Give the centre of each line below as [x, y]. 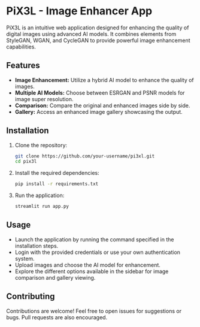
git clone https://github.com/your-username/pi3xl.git [85, 156]
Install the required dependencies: [57, 173]
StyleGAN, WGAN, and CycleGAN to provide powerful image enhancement [98, 40]
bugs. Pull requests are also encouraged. [57, 317]
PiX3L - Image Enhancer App [79, 11]
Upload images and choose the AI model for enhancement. [87, 265]
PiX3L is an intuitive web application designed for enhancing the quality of [98, 28]
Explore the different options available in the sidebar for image [92, 271]
